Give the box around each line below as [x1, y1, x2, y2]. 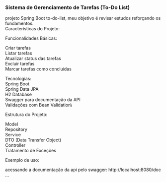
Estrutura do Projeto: [5, 112, 48, 118]
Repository [5, 126, 27, 132]
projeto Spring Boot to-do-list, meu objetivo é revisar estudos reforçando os [5, 15, 161, 21]
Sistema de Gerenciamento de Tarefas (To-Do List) [5, 4, 130, 11]
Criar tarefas [5, 45, 31, 51]
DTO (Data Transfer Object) [5, 137, 62, 143]
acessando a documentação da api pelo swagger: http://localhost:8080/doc [5, 167, 162, 173]
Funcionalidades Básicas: [5, 35, 57, 41]
